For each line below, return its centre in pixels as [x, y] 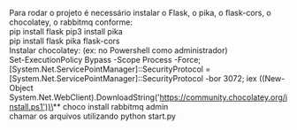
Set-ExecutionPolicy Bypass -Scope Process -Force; [105, 60]
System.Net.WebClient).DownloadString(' [85, 97]
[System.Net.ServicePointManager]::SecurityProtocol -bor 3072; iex [133, 78]
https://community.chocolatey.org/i [224, 97]
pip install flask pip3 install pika [66, 31]
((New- [272, 78]
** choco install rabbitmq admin [110, 107]
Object [21, 88]
